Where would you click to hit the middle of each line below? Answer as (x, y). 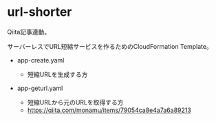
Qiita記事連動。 (29, 32)
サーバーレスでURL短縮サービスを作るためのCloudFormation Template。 (110, 46)
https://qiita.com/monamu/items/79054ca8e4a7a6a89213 (109, 110)
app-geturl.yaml (40, 88)
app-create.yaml (41, 60)
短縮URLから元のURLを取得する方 (75, 102)
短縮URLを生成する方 (57, 74)
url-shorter (40, 12)
